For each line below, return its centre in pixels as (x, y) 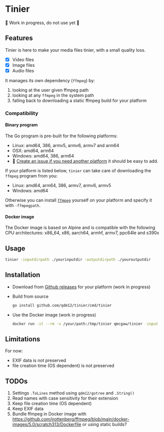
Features (19, 38)
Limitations (23, 339)
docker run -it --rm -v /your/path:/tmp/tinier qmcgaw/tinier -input (85, 324)
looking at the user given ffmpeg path (50, 90)
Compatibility (22, 113)
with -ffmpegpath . (23, 206)
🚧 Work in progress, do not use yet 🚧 (42, 23)
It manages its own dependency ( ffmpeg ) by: (50, 80)
